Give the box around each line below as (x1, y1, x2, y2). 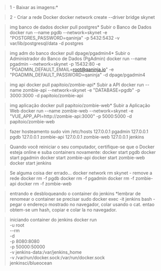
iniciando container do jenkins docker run (9, 216, 97, 223)
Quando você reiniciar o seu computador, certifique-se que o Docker (9, 144, 155, 150)
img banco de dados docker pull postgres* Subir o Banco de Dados (9, 24, 152, 30)
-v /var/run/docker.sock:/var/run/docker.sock (9, 255, 105, 260)
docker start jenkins (9, 160, 51, 166)
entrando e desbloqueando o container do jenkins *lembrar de (9, 191, 141, 197)
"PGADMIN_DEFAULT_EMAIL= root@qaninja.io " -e (9, 66, 114, 72)
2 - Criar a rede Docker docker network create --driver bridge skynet (9, 14, 155, 20)
